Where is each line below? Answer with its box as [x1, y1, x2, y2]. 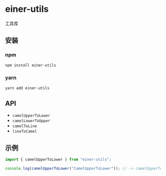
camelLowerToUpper [12, 119, 50, 124]
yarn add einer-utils [5, 86, 50, 90]
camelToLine [12, 124, 37, 129]
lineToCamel [12, 129, 37, 134]
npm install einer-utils [5, 63, 56, 68]
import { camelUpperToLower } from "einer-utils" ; [5, 157, 112, 162]
